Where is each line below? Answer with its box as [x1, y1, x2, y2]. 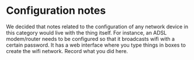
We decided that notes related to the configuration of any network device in [6, 23, 189, 30]
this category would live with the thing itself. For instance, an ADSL [6, 29, 167, 36]
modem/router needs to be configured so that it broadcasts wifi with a [6, 35, 175, 42]
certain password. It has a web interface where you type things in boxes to [6, 42, 186, 48]
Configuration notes [6, 4, 106, 17]
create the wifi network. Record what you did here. [6, 47, 129, 54]
